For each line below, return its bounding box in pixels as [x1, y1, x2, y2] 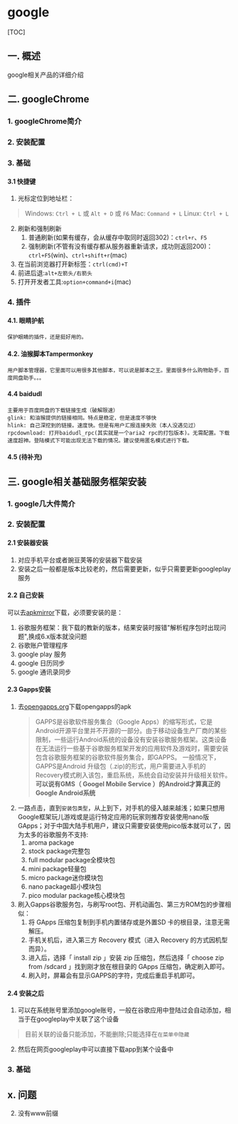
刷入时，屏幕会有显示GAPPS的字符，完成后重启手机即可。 [28, 971, 199, 980]
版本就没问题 [49, 632, 87, 641]
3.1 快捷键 [7, 177, 36, 186]
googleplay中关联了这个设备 [36, 1015, 119, 1024]
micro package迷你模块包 [28, 874, 104, 882]
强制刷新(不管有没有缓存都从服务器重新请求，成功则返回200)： [28, 242, 213, 251]
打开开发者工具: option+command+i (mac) [17, 278, 131, 287]
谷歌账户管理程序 [17, 641, 68, 649]
